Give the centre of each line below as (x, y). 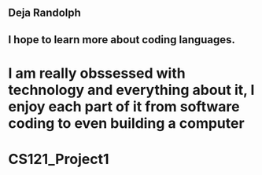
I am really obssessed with (97, 73)
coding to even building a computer (127, 123)
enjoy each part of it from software (124, 106)
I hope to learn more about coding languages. (122, 40)
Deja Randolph (44, 13)
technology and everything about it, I (131, 90)
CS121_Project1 (59, 159)
